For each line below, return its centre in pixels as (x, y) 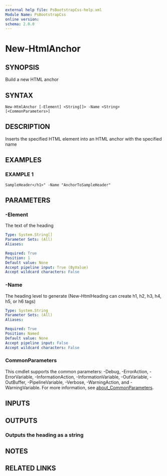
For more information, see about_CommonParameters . (98, 387)
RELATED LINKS (31, 468)
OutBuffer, (16, 382)
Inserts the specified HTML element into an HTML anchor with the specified (83, 139)
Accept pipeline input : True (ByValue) (47, 267)
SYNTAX (19, 95)
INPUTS (18, 403)
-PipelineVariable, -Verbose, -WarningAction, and (78, 382)
